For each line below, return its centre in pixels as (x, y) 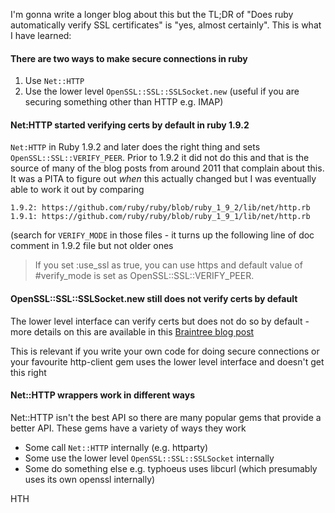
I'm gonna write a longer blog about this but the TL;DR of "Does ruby (152, 14)
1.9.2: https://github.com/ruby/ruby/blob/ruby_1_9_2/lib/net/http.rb (160, 208)
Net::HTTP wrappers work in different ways (102, 395)
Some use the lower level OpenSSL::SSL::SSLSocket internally (149, 458)
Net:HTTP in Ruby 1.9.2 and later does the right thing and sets (135, 147)
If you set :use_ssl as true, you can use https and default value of (168, 265)
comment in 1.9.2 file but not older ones (92, 246)
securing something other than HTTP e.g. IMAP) (124, 102)
